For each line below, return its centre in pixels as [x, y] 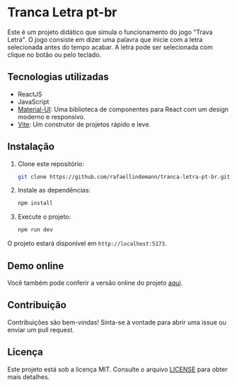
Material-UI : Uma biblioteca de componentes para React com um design [123, 109]
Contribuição [37, 305]
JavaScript [33, 102]
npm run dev [35, 230]
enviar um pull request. [41, 329]
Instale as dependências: [54, 190]
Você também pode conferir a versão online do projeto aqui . [95, 283]
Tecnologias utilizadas [58, 77]
